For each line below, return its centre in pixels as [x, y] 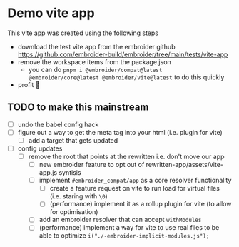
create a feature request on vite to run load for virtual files [134, 188]
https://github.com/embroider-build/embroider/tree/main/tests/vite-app [123, 54]
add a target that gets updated [73, 140]
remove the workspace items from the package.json [94, 61]
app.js [48, 173]
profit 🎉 [29, 84]
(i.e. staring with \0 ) [79, 196]
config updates [40, 148]
